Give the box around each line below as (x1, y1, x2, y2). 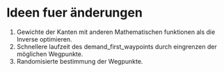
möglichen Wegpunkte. (16, 50, 83, 58)
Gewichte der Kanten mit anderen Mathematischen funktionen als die (16, 28, 216, 36)
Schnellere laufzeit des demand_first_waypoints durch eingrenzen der (16, 42, 217, 51)
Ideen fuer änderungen (6, 5, 143, 21)
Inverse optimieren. (16, 35, 72, 43)
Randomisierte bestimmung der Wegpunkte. (16, 57, 143, 65)
